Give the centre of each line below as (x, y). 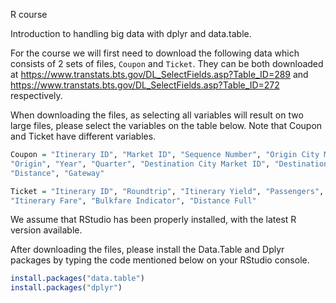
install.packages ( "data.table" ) (77, 279)
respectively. (36, 95)
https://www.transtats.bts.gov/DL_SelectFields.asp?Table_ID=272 (145, 85)
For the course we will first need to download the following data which (155, 53)
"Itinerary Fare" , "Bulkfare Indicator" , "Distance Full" (133, 200)
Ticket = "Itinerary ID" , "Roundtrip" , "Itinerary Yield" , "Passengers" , (167, 191)
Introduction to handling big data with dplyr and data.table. (131, 33)
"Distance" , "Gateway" (57, 173)
